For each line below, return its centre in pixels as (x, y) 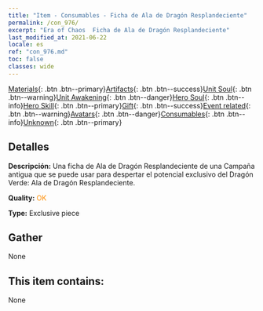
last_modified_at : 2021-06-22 (58, 37)
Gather (26, 238)
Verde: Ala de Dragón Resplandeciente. (72, 182)
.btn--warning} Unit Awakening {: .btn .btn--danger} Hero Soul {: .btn (116, 97)
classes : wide (31, 67)
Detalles (29, 147)
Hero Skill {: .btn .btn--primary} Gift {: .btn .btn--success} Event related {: (137, 105)
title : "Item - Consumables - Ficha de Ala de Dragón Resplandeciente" (128, 15)
